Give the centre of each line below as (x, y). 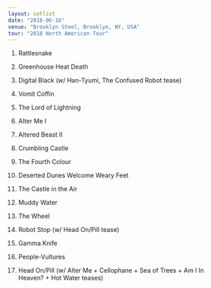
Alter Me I (32, 121)
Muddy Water (38, 203)
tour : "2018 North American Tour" (59, 33)
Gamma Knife (38, 243)
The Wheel (34, 216)
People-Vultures (42, 257)
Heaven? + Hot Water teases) (61, 278)
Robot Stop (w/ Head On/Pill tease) (69, 230)
